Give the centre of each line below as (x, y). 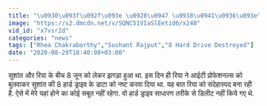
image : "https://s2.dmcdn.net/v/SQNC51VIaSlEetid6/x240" (104, 23)
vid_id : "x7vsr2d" (39, 30)
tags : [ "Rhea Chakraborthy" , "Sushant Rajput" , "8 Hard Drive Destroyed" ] (131, 45)
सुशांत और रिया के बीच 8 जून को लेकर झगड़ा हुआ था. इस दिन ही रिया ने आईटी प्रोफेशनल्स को (126, 75)
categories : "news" (41, 38)
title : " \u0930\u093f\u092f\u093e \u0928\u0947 (89, 16)
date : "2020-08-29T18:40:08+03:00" (67, 53)
